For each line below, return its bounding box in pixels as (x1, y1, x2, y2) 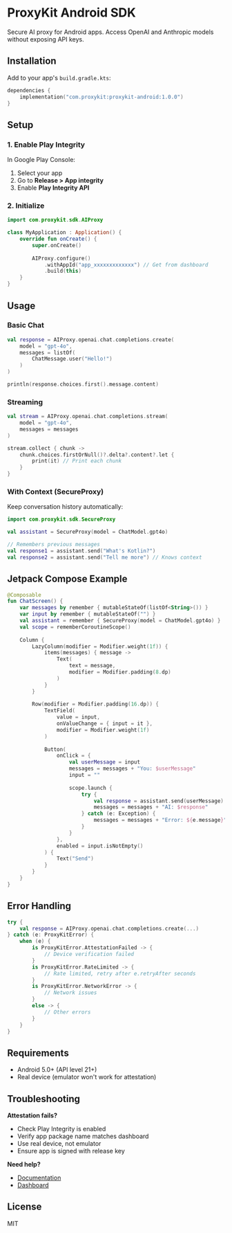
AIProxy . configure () (32, 255, 91, 262)
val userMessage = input (68, 759, 140, 766)
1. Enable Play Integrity (7, 140, 85, 150)
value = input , (56, 714, 100, 721)
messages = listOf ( (19, 349, 76, 356)
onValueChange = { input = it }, (56, 720, 153, 728)
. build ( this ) (43, 268, 81, 275)
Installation (7, 55, 57, 67)
